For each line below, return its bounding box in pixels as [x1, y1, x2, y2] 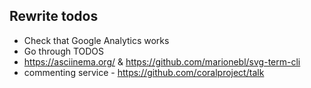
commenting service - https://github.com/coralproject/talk [23, 66, 265, 78]
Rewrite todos [9, 8, 99, 25]
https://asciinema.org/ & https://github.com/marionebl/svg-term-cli [23, 55, 301, 68]
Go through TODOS [23, 45, 105, 57]
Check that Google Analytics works [23, 34, 170, 46]
